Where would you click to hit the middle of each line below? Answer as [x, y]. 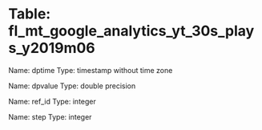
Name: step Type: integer [50, 116]
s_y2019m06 [52, 48]
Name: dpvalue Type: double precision [72, 86]
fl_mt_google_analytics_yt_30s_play [131, 31]
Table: [30, 14]
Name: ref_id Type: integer [52, 101]
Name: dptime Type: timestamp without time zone [91, 70]
